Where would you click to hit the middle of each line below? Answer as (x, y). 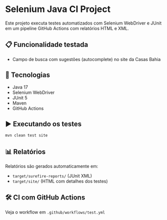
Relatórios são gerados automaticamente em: (52, 166)
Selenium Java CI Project (58, 9)
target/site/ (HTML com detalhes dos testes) (60, 181)
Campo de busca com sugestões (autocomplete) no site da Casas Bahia (86, 59)
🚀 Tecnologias (28, 75)
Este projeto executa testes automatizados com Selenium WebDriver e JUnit (83, 23)
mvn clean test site (27, 135)
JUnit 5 (20, 97)
